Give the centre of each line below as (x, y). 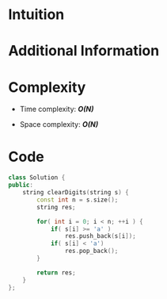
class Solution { (37, 178)
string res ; (57, 207)
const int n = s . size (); (78, 200)
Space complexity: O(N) (59, 125)
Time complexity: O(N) (57, 109)
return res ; (57, 272)
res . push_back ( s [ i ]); (100, 236)
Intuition (36, 15)
